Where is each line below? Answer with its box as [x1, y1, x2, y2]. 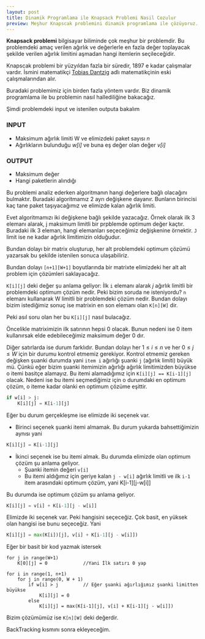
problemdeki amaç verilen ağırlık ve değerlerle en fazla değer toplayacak [6, 44, 190, 51]
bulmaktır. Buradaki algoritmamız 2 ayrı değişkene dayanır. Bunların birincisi [6, 195, 197, 202]
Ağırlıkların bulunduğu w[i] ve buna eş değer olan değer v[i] [15, 141, 166, 148]
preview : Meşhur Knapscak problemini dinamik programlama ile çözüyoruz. [6, 20, 199, 26]
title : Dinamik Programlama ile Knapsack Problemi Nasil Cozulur [6, 15, 176, 21]
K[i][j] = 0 [39, 592, 70, 599]
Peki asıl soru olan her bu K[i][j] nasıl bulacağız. [6, 313, 132, 321]
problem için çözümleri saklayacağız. [6, 270, 100, 277]
